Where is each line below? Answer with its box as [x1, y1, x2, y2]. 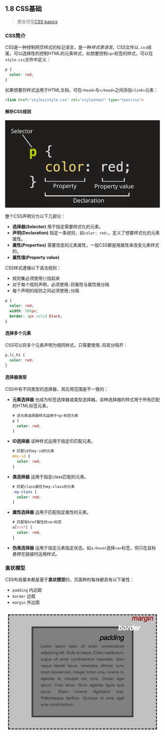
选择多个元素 [5, 330, 31, 336]
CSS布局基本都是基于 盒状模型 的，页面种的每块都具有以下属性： [5, 576, 135, 582]
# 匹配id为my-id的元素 [12, 448, 55, 454]
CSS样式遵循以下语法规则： [5, 265, 61, 271]
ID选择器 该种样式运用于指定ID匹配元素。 [12, 438, 96, 444]
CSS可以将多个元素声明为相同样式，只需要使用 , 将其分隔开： [5, 342, 128, 348]
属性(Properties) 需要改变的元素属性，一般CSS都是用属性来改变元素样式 [12, 242, 160, 248]
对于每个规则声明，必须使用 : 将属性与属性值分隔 [12, 282, 110, 288]
